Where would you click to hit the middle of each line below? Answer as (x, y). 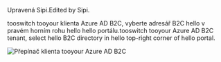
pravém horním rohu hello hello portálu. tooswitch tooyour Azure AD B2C (110, 31)
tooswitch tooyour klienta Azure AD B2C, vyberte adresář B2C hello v (106, 23)
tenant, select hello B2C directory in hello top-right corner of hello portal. (112, 38)
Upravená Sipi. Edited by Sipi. (48, 10)
